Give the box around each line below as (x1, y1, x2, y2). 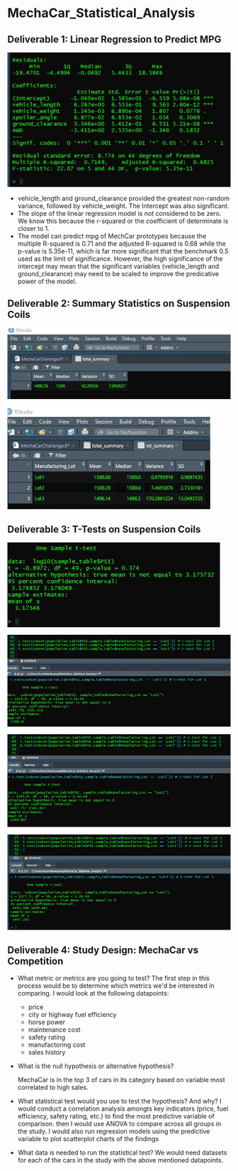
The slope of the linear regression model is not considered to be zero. (17, 209, 222, 217)
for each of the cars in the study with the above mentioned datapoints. (17, 1156, 224, 1165)
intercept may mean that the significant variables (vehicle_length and (17, 261, 220, 271)
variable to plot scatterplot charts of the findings (17, 1135, 159, 1143)
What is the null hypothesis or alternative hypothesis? (17, 1062, 174, 1070)
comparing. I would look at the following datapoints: (17, 989, 169, 998)
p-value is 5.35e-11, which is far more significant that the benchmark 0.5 (17, 246, 229, 255)
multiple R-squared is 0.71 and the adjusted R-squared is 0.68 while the (17, 239, 227, 248)
